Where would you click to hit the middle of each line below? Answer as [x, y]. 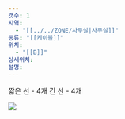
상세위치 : [21, 60]
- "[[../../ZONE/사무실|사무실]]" [67, 30]
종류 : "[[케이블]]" [36, 38]
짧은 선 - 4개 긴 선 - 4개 [45, 90]
